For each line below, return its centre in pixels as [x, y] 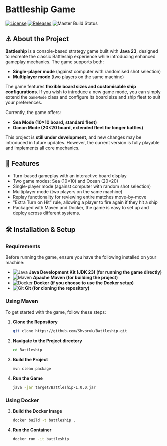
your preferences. [24, 102]
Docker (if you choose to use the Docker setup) [84, 283]
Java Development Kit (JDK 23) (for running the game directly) [95, 272]
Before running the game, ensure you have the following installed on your [81, 257]
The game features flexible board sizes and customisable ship [71, 86]
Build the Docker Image [37, 411]
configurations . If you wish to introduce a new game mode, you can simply [83, 92]
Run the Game [28, 378]
